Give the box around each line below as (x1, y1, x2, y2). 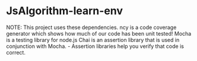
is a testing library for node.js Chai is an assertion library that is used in (6, 36, 180, 43)
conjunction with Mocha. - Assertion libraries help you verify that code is (6, 43, 184, 50)
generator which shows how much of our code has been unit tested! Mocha (6, 30, 192, 37)
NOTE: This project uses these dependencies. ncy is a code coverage (6, 24, 177, 31)
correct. (6, 49, 26, 56)
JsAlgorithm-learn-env (6, 4, 123, 18)
